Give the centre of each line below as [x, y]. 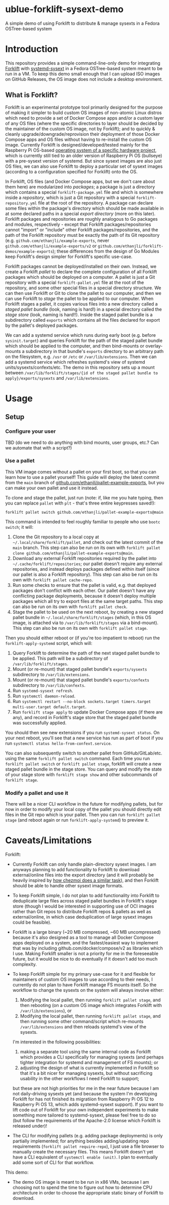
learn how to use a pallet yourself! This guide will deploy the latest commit [82, 477]
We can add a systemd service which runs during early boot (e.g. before [81, 335]
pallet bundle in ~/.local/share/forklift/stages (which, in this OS [82, 617]
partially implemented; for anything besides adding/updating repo [81, 1141]
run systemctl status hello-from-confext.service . [59, 743]
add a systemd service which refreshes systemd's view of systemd [75, 362]
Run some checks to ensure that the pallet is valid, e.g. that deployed [84, 585]
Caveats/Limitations [48, 841]
